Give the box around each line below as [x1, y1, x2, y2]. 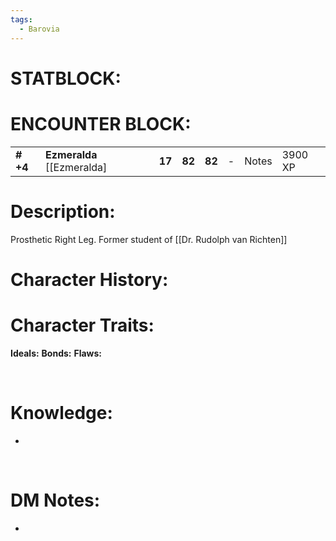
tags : [10, 14, 33, 25]
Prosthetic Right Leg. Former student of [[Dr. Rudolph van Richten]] [10, 233, 288, 245]
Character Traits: [10, 314, 155, 336]
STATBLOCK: [10, 67, 122, 90]
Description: [10, 200, 116, 223]
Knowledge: [10, 401, 113, 424]
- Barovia [19, 24, 60, 34]
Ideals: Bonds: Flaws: [10, 347, 103, 359]
